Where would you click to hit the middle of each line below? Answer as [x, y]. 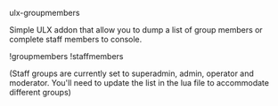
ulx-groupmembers [45, 13]
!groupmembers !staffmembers [66, 56]
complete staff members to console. [76, 39]
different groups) [40, 92]
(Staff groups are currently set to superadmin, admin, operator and [131, 73]
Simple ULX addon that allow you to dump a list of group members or [136, 30]
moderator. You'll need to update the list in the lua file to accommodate [139, 83]
